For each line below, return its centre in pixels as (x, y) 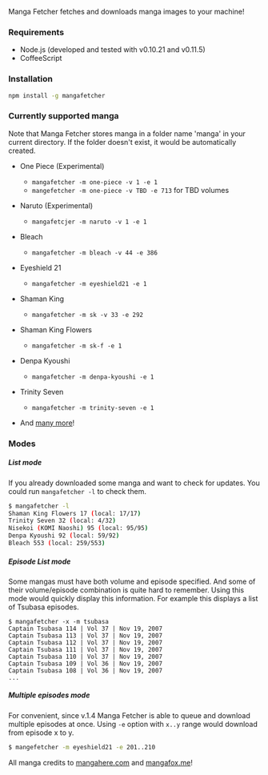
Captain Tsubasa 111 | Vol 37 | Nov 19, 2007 (85, 649)
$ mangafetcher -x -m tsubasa (59, 621)
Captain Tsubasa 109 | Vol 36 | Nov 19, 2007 (85, 664)
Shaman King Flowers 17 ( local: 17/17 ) (75, 513)
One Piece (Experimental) (62, 166)
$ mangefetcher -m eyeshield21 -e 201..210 (82, 747)
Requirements (36, 32)
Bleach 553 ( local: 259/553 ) (57, 544)
